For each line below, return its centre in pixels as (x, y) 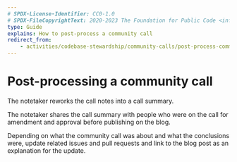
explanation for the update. (47, 150)
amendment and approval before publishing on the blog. (89, 122)
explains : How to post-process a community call (80, 33)
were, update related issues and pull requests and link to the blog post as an (118, 143)
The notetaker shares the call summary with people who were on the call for (118, 114)
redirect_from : (30, 40)
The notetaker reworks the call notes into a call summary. (91, 101)
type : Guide (25, 27)
